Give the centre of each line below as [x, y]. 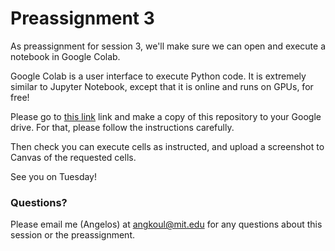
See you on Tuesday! [54, 176]
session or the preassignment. [72, 235]
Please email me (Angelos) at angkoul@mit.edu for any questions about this [166, 224]
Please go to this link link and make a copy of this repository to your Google [166, 116]
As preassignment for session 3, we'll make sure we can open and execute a [168, 46]
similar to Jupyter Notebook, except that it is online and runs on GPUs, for [162, 86]
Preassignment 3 [82, 18]
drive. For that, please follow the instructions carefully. [122, 127]
